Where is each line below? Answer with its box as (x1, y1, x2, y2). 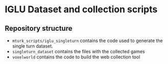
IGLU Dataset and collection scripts (5, 4, 158, 15)
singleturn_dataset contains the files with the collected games (12, 49, 145, 54)
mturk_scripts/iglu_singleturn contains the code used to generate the (12, 37, 163, 44)
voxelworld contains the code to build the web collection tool (12, 54, 140, 60)
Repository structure (5, 24, 73, 33)
